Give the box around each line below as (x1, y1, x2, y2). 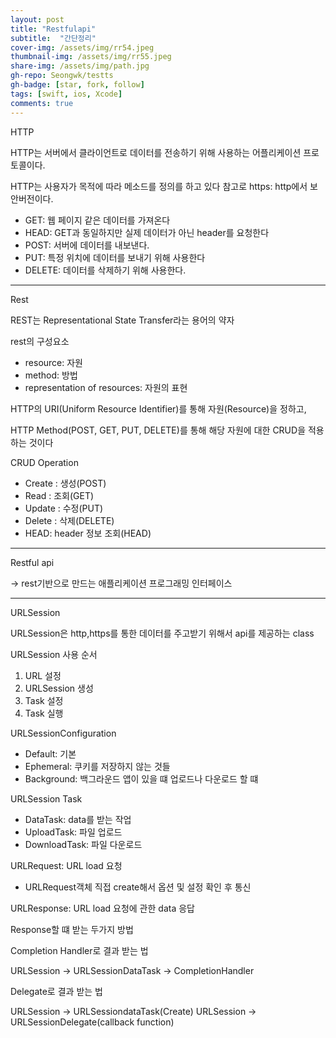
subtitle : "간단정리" (10, 33, 97, 43)
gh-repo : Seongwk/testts (10, 71, 114, 81)
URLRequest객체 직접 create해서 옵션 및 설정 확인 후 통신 (24, 881, 252, 893)
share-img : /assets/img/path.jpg (10, 61, 150, 71)
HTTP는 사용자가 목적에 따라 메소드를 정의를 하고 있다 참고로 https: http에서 (10, 180, 308, 192)
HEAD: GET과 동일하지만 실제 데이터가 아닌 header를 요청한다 (24, 226, 270, 238)
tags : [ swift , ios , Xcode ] (10, 89, 123, 99)
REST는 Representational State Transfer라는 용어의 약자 (10, 314, 235, 326)
